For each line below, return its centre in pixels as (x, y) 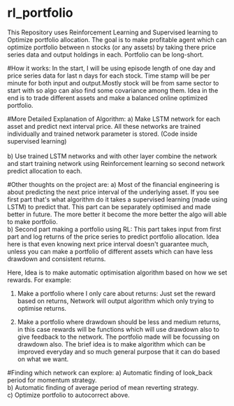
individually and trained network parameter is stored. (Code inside (102, 134)
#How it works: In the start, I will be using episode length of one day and (111, 68)
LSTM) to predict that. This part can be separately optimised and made (109, 206)
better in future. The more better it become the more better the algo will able (117, 214)
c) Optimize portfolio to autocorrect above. (69, 395)
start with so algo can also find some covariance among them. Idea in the (113, 90)
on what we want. (43, 359)
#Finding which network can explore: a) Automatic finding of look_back (110, 372)
